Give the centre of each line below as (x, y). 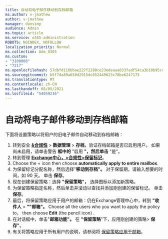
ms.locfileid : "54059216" (32, 93)
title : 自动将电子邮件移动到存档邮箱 (39, 10)
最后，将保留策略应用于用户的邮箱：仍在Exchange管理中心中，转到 (82, 200)
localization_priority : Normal (38, 47)
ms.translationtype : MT (30, 79)
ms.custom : (16, 56)
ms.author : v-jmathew (28, 14)
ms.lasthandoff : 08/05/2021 (34, 89)
